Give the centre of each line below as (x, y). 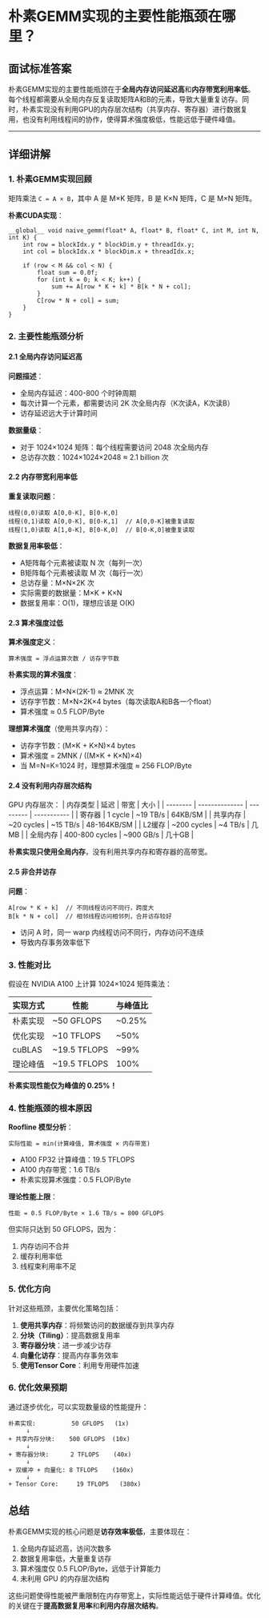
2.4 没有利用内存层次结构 (50, 785)
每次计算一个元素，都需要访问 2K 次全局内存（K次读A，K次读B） (127, 403)
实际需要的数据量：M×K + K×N (71, 593)
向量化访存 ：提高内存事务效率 (69, 1355)
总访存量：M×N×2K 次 (57, 583)
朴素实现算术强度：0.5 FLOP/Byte (75, 1180)
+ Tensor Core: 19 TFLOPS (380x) (75, 1484)
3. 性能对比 (30, 964)
